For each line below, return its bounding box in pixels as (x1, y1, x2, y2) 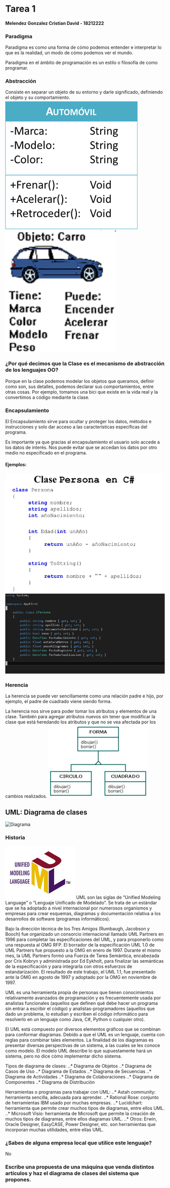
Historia (5, 834, 25, 841)
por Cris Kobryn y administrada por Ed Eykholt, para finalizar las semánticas (5, 958, 164, 964)
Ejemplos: (5, 461, 27, 467)
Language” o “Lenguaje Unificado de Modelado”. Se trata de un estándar (5, 899, 157, 905)
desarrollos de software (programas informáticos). (5, 916, 110, 922)
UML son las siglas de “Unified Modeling (75, 894, 161, 900)
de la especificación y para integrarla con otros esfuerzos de (5, 963, 133, 969)
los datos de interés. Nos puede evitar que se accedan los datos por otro (5, 444, 157, 450)
